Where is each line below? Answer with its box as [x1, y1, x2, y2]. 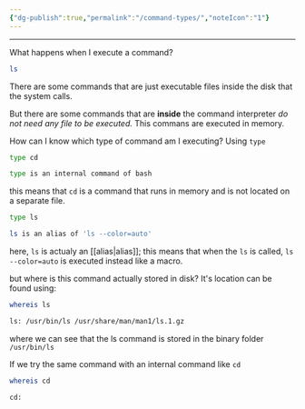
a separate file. [9, 195, 65, 206]
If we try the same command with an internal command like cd [9, 358, 241, 369]
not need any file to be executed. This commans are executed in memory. [9, 117, 285, 128]
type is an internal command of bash [9, 169, 152, 178]
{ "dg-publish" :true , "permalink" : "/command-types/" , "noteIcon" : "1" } [9, 13, 271, 23]
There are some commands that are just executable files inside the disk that [9, 81, 293, 92]
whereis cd [9, 376, 51, 385]
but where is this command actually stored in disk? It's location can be [9, 274, 272, 284]
